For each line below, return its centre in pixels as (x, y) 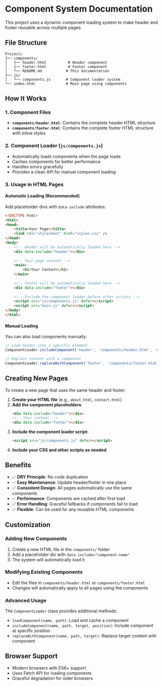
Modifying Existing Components (44, 572)
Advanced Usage (26, 600)
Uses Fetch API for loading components (52, 673)
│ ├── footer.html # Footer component (56, 66)
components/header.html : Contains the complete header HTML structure (84, 123)
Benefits (18, 465)
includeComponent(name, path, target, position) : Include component (83, 626)
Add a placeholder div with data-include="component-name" (71, 555)
